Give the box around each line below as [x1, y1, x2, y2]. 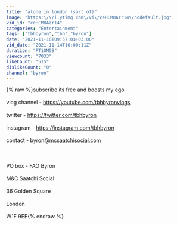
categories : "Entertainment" [6, 25, 79, 32]
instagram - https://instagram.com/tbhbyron [6, 124, 114, 131]
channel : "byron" [6, 70, 49, 76]
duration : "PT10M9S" [6, 48, 58, 54]
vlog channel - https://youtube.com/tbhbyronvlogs [6, 99, 131, 106]
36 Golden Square [6, 187, 51, 195]
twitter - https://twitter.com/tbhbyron [6, 112, 97, 119]
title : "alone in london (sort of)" [6, 8, 97, 15]
